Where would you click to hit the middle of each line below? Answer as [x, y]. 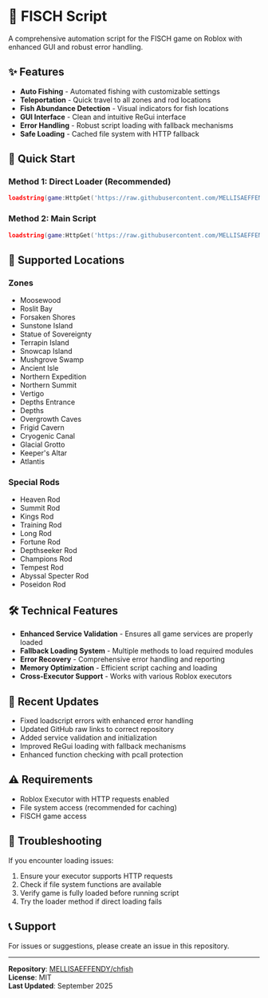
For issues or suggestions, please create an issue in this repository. [119, 945]
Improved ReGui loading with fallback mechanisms [103, 746]
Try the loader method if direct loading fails [91, 901]
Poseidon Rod [43, 584]
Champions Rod [46, 559]
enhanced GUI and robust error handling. [76, 46]
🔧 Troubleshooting [55, 841]
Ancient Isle [39, 368]
